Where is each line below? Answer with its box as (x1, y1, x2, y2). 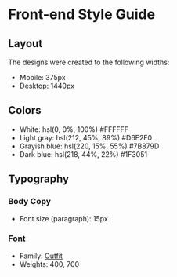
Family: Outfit (19, 251, 63, 261)
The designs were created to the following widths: (8, 57, 170, 67)
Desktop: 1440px (19, 81, 75, 90)
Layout (8, 37, 43, 50)
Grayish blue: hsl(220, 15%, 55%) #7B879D (19, 141, 160, 151)
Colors (8, 104, 42, 117)
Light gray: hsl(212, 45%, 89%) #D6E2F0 (19, 133, 153, 142)
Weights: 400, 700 (19, 259, 80, 268)
